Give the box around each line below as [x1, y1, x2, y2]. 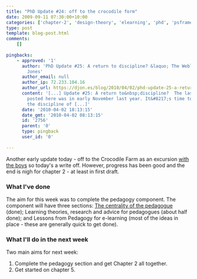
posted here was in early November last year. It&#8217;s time [27, 96, 185, 101]
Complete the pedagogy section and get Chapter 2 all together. [14, 260, 168, 267]
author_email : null [21, 74, 69, 80]
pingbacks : [6, 52, 33, 58]
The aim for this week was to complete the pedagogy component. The [6, 196, 176, 203]
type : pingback [21, 128, 59, 135]
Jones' [27, 69, 43, 74]
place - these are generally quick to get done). [6, 220, 118, 227]
